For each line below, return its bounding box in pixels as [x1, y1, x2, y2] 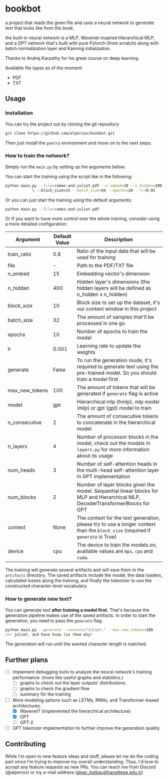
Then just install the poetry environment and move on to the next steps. [5, 140, 152, 146]
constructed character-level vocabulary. [5, 583, 88, 589]
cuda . [76, 554, 89, 561]
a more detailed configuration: [5, 221, 67, 227]
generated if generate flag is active [76, 390, 158, 397]
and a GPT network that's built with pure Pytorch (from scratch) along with [5, 40, 159, 46]
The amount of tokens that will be [76, 384, 155, 391]
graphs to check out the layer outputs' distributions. [19, 680, 127, 686]
